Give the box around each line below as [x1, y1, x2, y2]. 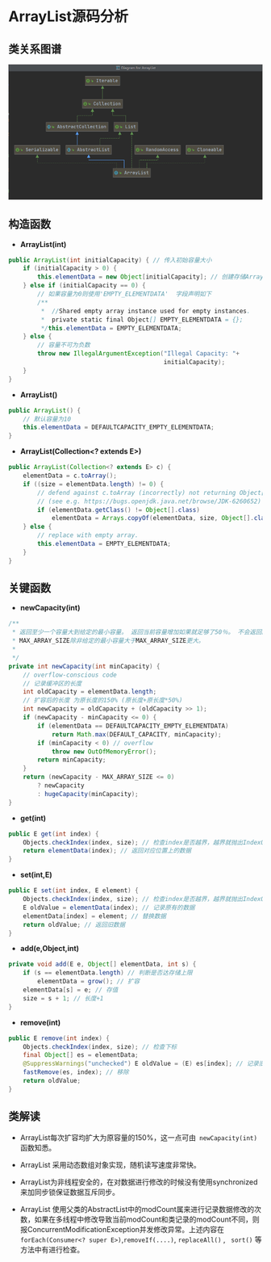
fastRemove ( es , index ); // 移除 [23, 1068, 129, 1076]
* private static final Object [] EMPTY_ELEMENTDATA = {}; [40, 316, 244, 324]
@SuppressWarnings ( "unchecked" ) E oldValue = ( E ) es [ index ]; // [23, 1059, 244, 1068]
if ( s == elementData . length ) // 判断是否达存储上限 [23, 969, 193, 977]
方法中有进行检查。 [19, 1244, 85, 1254]
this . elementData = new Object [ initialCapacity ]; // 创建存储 [37, 273, 246, 281]
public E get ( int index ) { [8, 829, 99, 838]
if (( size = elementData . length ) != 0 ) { [23, 480, 164, 488]
